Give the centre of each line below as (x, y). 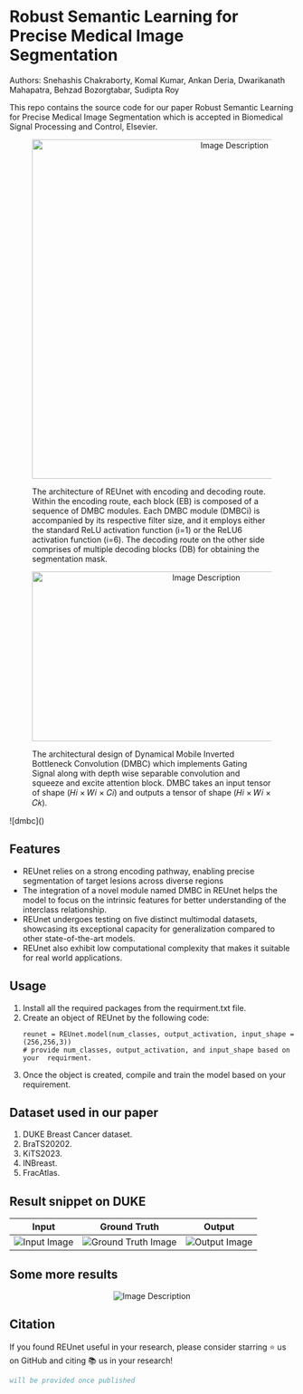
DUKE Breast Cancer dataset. (77, 1134)
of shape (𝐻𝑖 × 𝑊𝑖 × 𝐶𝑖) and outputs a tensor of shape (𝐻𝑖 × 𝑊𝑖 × (151, 792)
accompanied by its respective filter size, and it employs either (149, 520)
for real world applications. (72, 958)
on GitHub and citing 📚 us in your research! (91, 1361)
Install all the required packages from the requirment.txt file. (134, 1007)
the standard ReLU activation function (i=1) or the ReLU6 (137, 530)
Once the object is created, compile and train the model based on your (154, 1074)
